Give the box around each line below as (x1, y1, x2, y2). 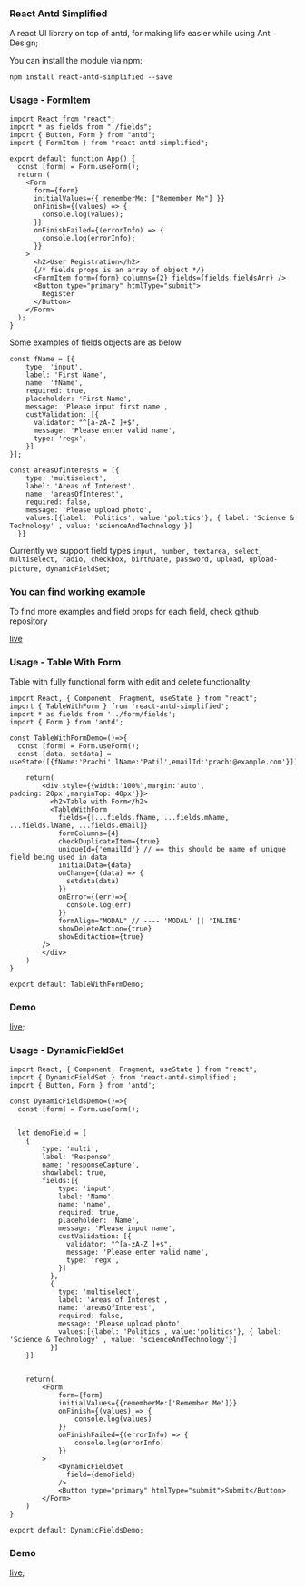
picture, (9, 564, 43, 574)
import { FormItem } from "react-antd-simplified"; (9, 138, 209, 147)
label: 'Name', (57, 1192, 116, 1201)
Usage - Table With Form (9, 655, 122, 668)
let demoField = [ (17, 1129, 88, 1138)
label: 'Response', (42, 1152, 116, 1161)
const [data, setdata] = (17, 750, 112, 759)
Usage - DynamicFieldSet (9, 1044, 124, 1057)
